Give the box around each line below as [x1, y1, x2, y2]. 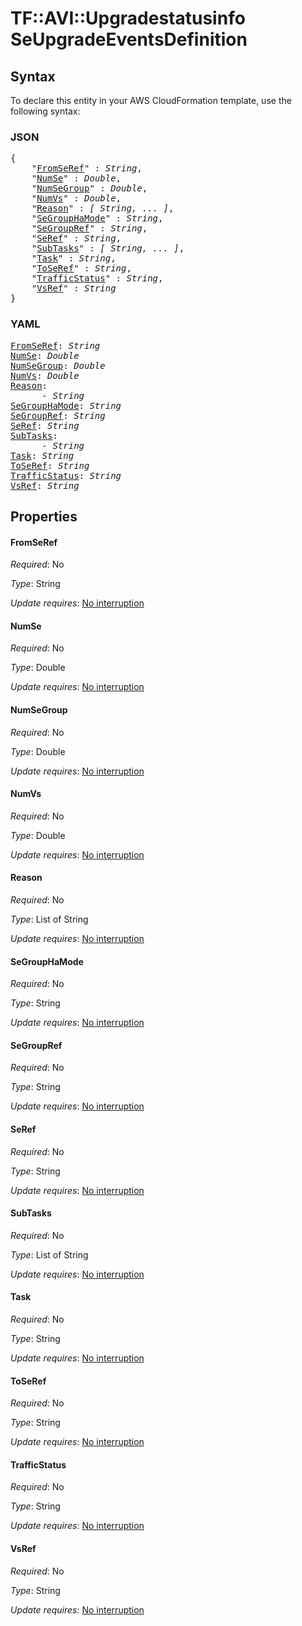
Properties [10, 508, 78, 525]
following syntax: [10, 105, 81, 117]
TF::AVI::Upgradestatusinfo [10, 7, 246, 30]
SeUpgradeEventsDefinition [10, 28, 248, 51]
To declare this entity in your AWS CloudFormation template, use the [10, 95, 292, 106]
